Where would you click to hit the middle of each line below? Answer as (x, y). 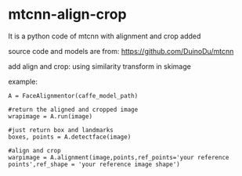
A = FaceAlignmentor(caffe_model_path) (73, 95)
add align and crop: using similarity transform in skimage (100, 66)
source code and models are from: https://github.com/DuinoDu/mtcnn (121, 51)
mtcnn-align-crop (67, 14)
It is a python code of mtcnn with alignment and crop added (105, 36)
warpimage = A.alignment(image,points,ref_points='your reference (119, 157)
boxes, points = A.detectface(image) (70, 137)
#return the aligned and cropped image (73, 110)
